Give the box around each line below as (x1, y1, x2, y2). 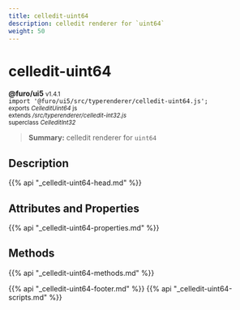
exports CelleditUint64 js (8, 105, 78, 113)
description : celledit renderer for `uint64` (8, 19, 165, 28)
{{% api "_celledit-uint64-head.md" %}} (8, 178, 142, 187)
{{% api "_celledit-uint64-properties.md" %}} (8, 222, 160, 232)
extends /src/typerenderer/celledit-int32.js (8, 111, 127, 120)
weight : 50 (8, 27, 45, 35)
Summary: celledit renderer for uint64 (28, 133, 156, 143)
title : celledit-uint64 (8, 11, 89, 20)
